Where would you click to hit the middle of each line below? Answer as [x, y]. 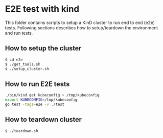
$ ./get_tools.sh [23, 64]
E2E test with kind [42, 9]
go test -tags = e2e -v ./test [35, 104]
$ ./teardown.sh [22, 131]
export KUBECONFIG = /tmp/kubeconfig [41, 100]
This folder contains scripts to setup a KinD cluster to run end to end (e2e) [80, 23]
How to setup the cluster [43, 48]
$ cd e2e [14, 60]
